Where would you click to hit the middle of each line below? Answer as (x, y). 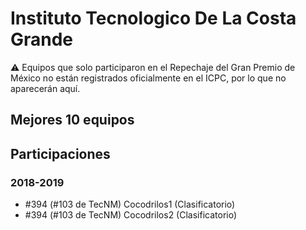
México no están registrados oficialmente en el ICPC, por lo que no (148, 78)
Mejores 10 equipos (72, 120)
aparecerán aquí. (45, 88)
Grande (42, 39)
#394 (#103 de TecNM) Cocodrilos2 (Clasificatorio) (131, 215)
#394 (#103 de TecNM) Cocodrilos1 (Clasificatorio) (130, 204)
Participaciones (60, 153)
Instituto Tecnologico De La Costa (153, 18)
